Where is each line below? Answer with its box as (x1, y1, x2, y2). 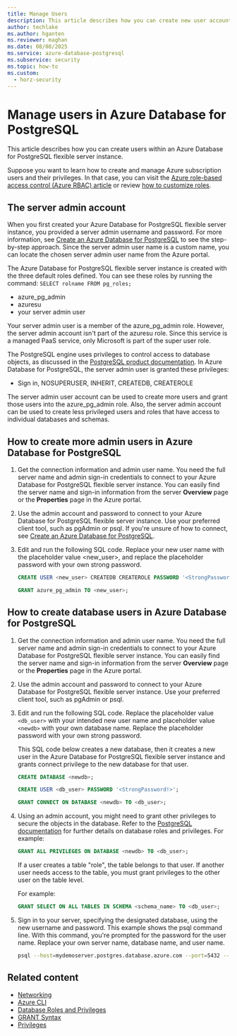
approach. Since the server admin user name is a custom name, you (31, 243, 229, 252)
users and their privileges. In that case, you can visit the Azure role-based (7, 174, 222, 182)
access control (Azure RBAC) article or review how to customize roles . (7, 181, 212, 189)
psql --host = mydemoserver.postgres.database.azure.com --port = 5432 (17, 952, 221, 959)
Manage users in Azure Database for (7, 107, 227, 122)
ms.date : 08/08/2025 (7, 43, 68, 50)
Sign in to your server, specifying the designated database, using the (17, 916, 218, 924)
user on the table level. (17, 876, 85, 884)
